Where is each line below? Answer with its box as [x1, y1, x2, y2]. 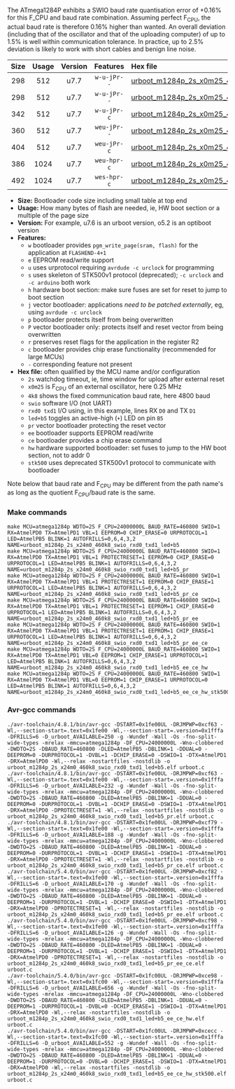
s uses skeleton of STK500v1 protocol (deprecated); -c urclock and [27, 270, 224, 279]
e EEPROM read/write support [27, 256, 114, 264]
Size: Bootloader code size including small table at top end [17, 196, 187, 204]
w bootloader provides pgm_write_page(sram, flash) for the [27, 241, 199, 249]
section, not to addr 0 [27, 451, 90, 459]
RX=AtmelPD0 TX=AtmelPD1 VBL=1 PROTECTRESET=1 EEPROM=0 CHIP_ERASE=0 [7, 554, 215, 561]
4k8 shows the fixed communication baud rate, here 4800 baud [27, 391, 211, 400]
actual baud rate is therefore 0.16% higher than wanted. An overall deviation [7, 22, 226, 31]
